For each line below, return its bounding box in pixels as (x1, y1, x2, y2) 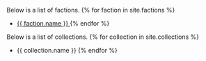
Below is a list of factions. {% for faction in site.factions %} (6, 6, 175, 14)
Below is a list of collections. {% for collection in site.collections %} (6, 33, 200, 41)
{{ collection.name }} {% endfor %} (16, 46, 118, 54)
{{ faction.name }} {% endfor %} (16, 19, 110, 27)
